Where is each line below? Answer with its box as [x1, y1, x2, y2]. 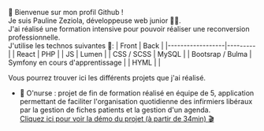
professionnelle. [8, 32, 61, 42]
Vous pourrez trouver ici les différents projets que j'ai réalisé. [8, 73, 206, 82]
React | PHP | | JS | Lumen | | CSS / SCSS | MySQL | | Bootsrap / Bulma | [17, 50, 252, 58]
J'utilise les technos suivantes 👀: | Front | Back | [8, 41, 164, 51]
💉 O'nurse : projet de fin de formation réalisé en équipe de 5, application [19, 88, 255, 98]
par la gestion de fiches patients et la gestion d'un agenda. [19, 105, 211, 114]
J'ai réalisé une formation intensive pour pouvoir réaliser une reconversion [8, 24, 250, 33]
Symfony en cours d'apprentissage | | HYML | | [8, 58, 162, 67]
